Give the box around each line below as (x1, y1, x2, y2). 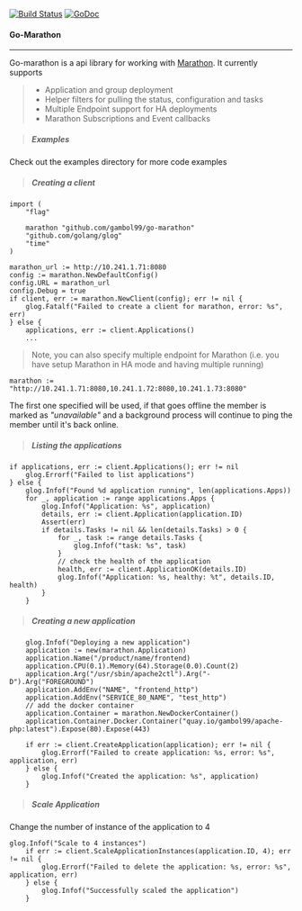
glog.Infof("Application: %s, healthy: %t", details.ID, (57, 573, 276, 582)
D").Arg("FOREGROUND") (9, 678, 94, 687)
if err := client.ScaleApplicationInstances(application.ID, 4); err (25, 847, 292, 856)
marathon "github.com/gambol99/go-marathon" (25, 223, 195, 233)
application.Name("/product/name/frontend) (25, 654, 191, 663)
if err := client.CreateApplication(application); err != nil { (25, 741, 271, 750)
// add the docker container (25, 701, 135, 710)
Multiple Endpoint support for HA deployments (44, 104, 218, 114)
